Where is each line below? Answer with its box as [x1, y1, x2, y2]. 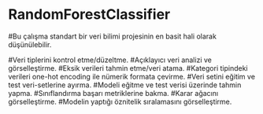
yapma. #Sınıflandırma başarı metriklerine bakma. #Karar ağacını [8, 88, 219, 97]
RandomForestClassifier [8, 6, 171, 24]
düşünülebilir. [8, 39, 52, 49]
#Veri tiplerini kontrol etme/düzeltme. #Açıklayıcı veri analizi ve [8, 55, 213, 64]
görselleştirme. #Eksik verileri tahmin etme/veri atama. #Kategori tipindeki [8, 63, 248, 72]
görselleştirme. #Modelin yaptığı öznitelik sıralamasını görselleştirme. [8, 97, 232, 106]
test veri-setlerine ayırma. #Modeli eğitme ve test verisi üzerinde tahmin [8, 80, 242, 90]
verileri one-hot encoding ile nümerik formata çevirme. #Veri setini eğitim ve [8, 72, 256, 81]
